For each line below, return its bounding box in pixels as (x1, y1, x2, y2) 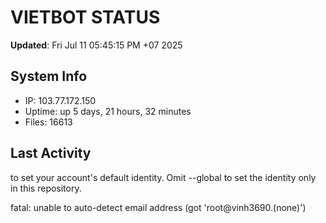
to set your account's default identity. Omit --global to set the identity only (10, 171, 317, 183)
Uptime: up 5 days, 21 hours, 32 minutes (24, 105, 192, 117)
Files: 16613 (24, 116, 73, 128)
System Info (10, 68, 88, 85)
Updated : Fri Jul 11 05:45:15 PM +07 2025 (10, 39, 183, 51)
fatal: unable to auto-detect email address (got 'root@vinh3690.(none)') (10, 201, 307, 213)
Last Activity (10, 145, 92, 162)
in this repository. (10, 182, 82, 194)
